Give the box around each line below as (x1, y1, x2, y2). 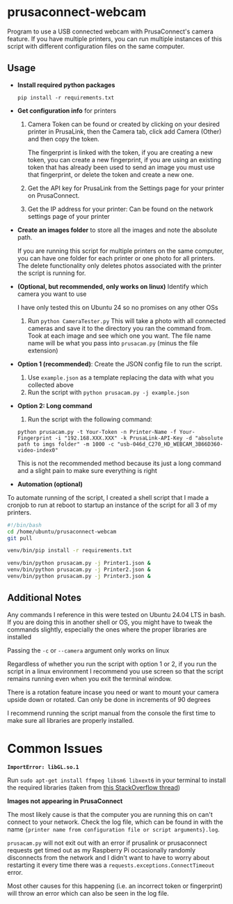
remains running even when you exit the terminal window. (7, 674, 172, 683)
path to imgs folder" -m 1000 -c (17, 440, 115, 448)
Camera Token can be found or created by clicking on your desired (27, 120, 220, 128)
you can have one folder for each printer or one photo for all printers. (17, 254, 216, 262)
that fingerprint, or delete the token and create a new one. (27, 170, 194, 178)
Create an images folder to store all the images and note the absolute (17, 226, 218, 234)
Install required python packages (17, 81, 115, 89)
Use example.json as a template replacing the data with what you (27, 373, 214, 382)
